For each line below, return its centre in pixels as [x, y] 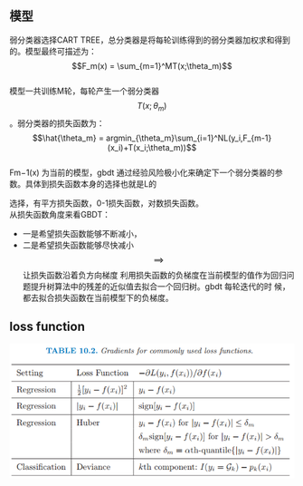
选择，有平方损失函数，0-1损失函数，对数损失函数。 [106, 203]
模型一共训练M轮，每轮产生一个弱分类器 [85, 91]
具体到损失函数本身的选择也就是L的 [90, 183]
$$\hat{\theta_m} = [68, 138]
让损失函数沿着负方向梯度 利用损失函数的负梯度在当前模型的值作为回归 [154, 275]
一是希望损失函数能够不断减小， [82, 233]
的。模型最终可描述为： [53, 51]
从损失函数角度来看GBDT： [60, 214]
